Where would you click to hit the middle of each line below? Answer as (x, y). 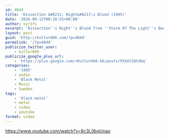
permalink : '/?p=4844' (29, 42)
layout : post (19, 33)
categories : (18, 65)
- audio (22, 75)
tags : (11, 93)
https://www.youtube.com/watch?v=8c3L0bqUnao (58, 131)
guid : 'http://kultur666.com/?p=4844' (46, 38)
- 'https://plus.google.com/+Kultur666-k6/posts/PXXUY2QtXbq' (81, 61)
